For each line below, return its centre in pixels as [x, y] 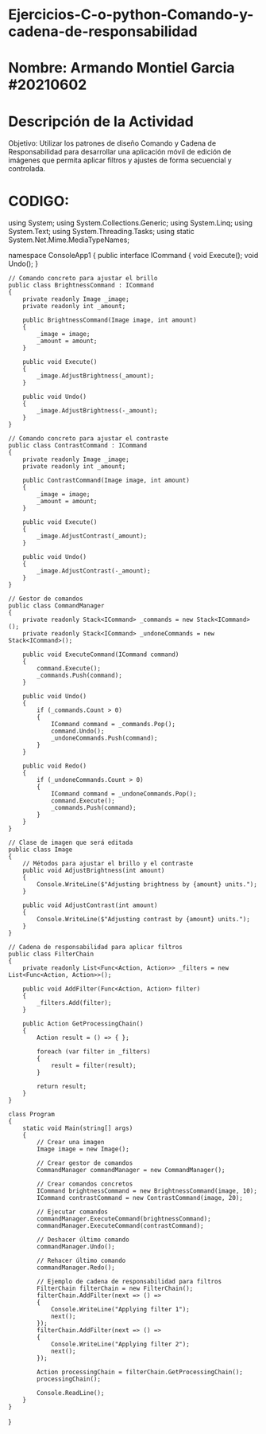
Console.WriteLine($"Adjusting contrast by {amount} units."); [143, 920]
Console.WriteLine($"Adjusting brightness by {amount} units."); [147, 885]
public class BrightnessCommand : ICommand [81, 285]
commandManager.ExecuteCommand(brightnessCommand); [124, 1219]
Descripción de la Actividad [101, 121]
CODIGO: [39, 201]
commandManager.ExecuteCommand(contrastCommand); [120, 1226]
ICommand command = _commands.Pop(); [113, 725]
